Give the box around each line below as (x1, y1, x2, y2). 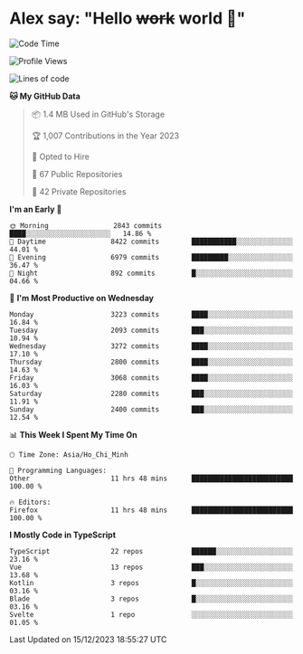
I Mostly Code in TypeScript (9, 529, 116, 540)
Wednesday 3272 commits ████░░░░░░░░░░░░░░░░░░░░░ (9, 341, 294, 351)
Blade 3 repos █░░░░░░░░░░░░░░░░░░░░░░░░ (9, 594, 294, 603)
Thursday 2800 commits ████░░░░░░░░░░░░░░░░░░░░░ (9, 357, 294, 366)
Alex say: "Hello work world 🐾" (9, 8, 246, 29)
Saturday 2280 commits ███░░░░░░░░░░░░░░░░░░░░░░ (9, 389, 294, 398)
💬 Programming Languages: (9, 466, 107, 475)
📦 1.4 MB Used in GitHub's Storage (31, 109, 166, 119)
